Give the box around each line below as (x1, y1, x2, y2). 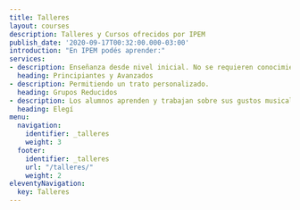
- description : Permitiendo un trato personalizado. (9, 80, 210, 88)
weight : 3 (25, 138, 62, 147)
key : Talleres (17, 188, 70, 197)
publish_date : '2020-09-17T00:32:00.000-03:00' (9, 38, 190, 47)
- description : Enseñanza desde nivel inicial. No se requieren (9, 63, 254, 72)
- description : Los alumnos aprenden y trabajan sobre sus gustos (9, 96, 262, 105)
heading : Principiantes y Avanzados (17, 71, 154, 80)
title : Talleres (9, 13, 70, 22)
